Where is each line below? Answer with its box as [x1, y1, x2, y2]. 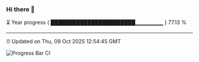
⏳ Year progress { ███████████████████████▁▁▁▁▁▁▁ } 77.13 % [6, 19, 187, 26]
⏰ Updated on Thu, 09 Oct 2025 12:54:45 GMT [6, 38, 121, 45]
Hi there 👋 [6, 5, 36, 13]
